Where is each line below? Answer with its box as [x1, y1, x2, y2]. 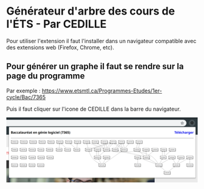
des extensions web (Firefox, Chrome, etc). [6, 44, 114, 51]
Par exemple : [6, 87, 41, 94]
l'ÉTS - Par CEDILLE [6, 17, 107, 31]
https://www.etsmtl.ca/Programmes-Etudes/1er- [41, 87, 162, 94]
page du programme [6, 71, 85, 81]
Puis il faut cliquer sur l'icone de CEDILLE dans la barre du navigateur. [6, 105, 181, 112]
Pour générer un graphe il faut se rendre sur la [6, 61, 184, 72]
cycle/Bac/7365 [6, 93, 46, 101]
